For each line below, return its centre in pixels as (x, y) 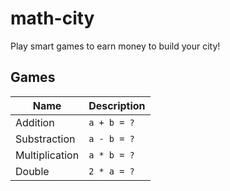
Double (32, 171)
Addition (35, 122)
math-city (52, 18)
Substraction (45, 139)
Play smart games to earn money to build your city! (115, 46)
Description (117, 105)
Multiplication (47, 155)
